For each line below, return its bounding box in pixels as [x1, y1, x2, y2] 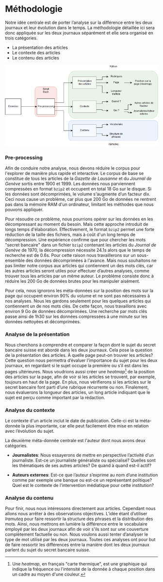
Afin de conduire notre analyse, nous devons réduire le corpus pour [5, 165, 141, 171]
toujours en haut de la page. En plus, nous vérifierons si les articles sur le [5, 379, 151, 385]
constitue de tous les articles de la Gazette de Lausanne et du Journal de [5, 175, 152, 181]
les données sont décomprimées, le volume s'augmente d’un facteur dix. [5, 191, 151, 197]
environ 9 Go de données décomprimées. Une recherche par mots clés [5, 308, 147, 314]
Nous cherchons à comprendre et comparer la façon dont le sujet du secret [5, 342, 156, 348]
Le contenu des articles [12, 55, 59, 60]
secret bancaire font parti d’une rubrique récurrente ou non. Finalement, [5, 384, 149, 390]
